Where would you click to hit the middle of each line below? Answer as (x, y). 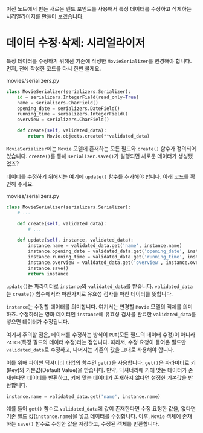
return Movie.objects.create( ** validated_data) (89, 136)
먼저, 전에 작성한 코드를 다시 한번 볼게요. (54, 68)
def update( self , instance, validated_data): (76, 240)
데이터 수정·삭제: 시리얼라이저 (76, 43)
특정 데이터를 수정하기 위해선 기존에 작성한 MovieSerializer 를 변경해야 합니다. (99, 61)
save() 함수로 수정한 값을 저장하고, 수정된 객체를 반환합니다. (88, 424)
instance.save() (48, 268)
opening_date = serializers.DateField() (69, 108)
